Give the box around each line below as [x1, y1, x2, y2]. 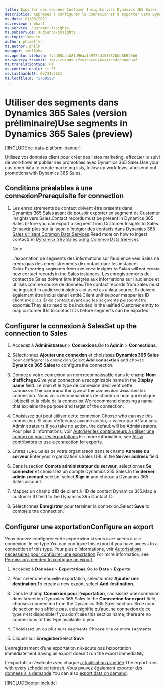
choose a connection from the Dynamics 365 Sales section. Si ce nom [12, 601, 155, 607]
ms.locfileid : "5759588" [5, 76, 56, 81]
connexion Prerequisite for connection [5, 192, 124, 200]
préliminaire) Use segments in [5, 118, 128, 129]
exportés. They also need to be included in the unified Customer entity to [12, 302, 159, 308]
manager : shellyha [5, 48, 43, 53]
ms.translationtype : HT [5, 62, 54, 67]
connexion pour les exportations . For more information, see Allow [12, 434, 143, 440]
